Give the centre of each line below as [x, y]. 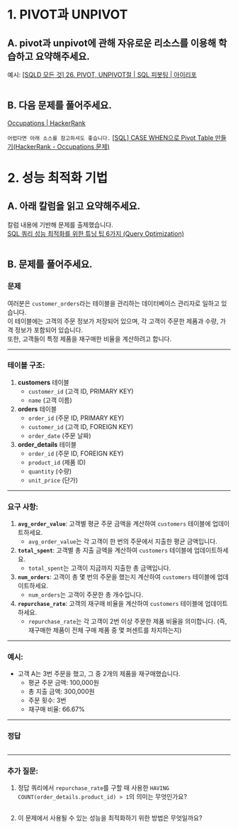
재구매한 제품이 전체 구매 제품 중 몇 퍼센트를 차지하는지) [105, 630]
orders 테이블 [37, 408]
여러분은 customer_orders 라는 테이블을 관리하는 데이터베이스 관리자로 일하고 [113, 303]
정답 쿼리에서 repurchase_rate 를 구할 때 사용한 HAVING [93, 787]
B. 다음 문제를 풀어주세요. [59, 105]
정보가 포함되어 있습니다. [49, 330]
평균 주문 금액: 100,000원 [63, 683]
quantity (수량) [50, 471]
